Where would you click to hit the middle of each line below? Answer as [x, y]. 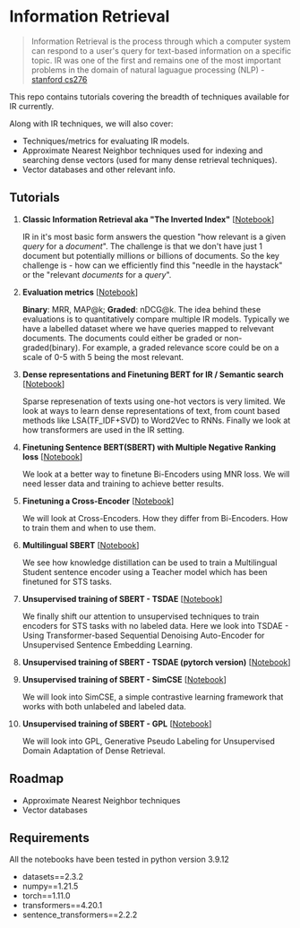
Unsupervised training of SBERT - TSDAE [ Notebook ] [122, 598]
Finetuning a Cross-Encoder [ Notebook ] [98, 501]
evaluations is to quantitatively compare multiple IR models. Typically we [156, 319]
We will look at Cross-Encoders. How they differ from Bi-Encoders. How [155, 518]
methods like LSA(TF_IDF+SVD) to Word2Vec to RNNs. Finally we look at [156, 420]
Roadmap [37, 779]
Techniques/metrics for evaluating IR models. [106, 141]
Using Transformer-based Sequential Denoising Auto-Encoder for [143, 635]
